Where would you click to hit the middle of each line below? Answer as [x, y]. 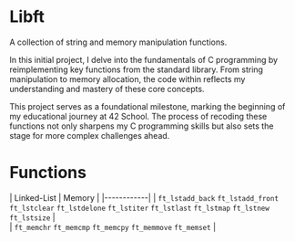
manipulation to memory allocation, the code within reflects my [127, 79]
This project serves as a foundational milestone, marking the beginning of [147, 106]
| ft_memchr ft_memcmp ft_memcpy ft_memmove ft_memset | [113, 226]
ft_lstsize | [33, 217]
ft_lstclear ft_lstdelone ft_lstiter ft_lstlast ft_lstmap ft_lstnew [140, 208]
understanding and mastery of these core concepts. [107, 89]
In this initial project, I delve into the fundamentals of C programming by [144, 59]
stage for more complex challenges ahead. [90, 135]
